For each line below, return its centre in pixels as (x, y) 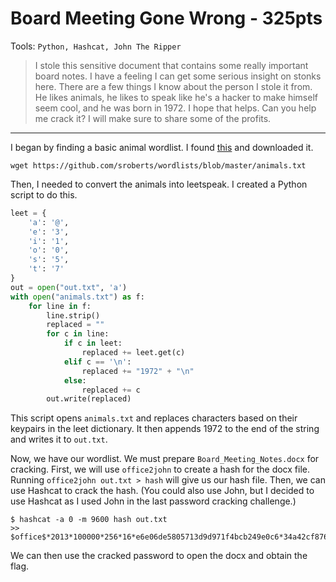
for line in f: (60, 306)
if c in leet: (93, 343)
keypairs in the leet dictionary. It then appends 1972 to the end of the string (165, 429)
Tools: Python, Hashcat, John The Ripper (96, 46)
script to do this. (44, 194)
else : (75, 380)
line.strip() (73, 315)
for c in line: (78, 334)
